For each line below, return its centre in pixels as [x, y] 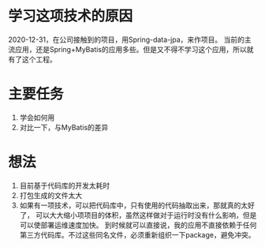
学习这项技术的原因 [71, 16]
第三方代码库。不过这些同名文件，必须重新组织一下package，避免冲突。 [137, 234]
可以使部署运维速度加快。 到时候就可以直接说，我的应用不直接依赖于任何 [138, 225]
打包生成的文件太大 [51, 195]
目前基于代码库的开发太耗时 [65, 185]
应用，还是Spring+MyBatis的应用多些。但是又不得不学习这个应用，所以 [131, 49]
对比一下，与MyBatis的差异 [64, 127]
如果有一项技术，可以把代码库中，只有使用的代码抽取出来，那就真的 [130, 205]
